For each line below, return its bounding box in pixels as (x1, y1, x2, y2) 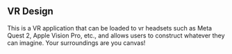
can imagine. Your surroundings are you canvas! (7, 38, 146, 47)
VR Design (7, 6, 53, 17)
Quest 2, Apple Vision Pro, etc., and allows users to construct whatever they (7, 31, 225, 39)
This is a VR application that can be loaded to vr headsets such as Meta (7, 24, 213, 32)
